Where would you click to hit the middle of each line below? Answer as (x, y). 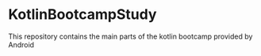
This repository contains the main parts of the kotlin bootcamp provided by (130, 36)
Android (21, 44)
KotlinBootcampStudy (83, 15)
